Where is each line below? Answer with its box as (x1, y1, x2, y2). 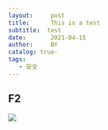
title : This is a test (8, 19, 101, 27)
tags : (8, 56, 26, 64)
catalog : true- (8, 48, 58, 56)
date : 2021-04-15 (8, 33, 87, 42)
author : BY (8, 41, 58, 49)
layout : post (8, 11, 65, 20)
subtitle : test (8, 26, 61, 34)
